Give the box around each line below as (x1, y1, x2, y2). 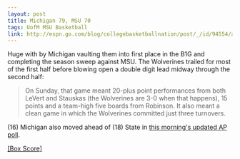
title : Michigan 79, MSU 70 (7, 17, 91, 24)
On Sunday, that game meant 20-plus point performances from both (24, 86, 226, 95)
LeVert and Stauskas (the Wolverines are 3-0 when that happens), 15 (24, 94, 228, 103)
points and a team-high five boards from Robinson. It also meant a (24, 101, 220, 111)
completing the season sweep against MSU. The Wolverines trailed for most (7, 58, 231, 66)
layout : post (7, 10, 46, 18)
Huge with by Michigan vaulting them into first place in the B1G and (7, 50, 205, 58)
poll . (7, 130, 20, 139)
